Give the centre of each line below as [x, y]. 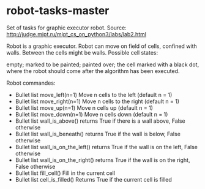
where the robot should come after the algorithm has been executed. [93, 71]
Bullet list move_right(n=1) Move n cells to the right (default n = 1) [97, 101]
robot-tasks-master [58, 11]
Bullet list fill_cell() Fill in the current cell [65, 173]
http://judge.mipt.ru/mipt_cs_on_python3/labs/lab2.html [76, 34]
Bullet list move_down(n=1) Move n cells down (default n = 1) [91, 114]
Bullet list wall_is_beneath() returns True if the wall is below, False [98, 134]
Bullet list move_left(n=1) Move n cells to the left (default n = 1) [94, 94]
